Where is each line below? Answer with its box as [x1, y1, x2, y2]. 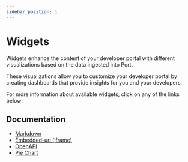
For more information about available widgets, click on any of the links [6, 91, 180, 98]
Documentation [6, 114, 66, 124]
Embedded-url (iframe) [14, 136, 72, 144]
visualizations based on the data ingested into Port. [6, 61, 133, 68]
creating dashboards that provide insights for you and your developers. [6, 79, 183, 86]
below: [6, 97, 23, 104]
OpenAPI [14, 143, 37, 150]
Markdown [14, 130, 42, 137]
